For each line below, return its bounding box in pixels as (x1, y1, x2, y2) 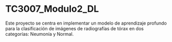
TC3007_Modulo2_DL (5, 3, 99, 15)
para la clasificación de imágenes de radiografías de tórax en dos (5, 25, 144, 31)
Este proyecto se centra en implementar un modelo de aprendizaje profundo (5, 20, 167, 26)
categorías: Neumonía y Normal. (5, 31, 74, 37)
